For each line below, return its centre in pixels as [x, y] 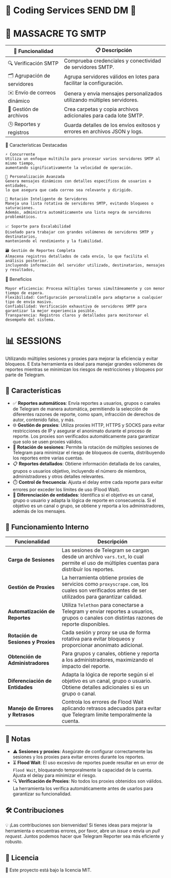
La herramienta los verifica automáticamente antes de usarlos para [83, 788]
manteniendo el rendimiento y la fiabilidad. [54, 241]
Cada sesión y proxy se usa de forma [106, 632]
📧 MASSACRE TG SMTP [56, 34]
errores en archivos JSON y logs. [103, 131]
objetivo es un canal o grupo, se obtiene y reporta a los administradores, [89, 506]
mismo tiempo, [20, 163]
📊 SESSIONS [33, 341]
